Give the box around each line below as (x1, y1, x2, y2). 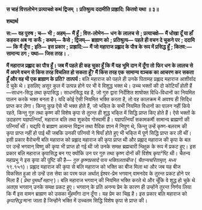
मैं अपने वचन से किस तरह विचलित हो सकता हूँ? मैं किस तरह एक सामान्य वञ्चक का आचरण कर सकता (6, 69, 194, 76)
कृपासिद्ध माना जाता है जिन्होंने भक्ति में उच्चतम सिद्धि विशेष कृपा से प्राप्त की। (6, 197, 148, 204)
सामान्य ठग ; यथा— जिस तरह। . (6, 50, 70, 57)
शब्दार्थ (6, 18, 19, 25)
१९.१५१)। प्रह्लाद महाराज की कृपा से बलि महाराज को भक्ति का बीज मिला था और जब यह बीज (6, 163, 181, 170)
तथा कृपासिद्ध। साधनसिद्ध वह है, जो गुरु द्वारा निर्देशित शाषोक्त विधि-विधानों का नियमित (34, 89, 195, 96)
